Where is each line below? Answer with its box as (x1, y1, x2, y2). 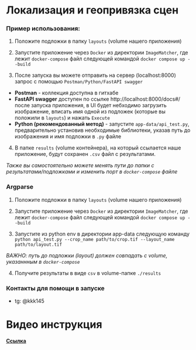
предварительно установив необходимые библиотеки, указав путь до (14, 127, 191, 134)
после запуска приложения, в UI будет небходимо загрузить (14, 102, 167, 109)
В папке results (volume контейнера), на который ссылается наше (14, 144, 181, 151)
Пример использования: (6, 25, 81, 33)
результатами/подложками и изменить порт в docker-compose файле (6, 168, 178, 175)
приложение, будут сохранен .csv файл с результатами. (14, 151, 156, 158)
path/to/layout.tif (14, 242, 63, 247)
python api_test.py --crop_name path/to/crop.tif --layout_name (14, 236, 175, 242)
